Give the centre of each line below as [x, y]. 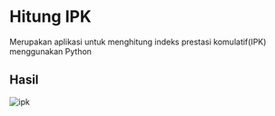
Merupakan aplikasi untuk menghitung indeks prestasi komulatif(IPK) [138, 42]
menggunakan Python [51, 51]
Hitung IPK [51, 17]
